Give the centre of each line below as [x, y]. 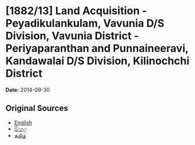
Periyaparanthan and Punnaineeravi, [97, 49]
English [23, 123]
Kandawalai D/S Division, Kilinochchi [97, 61]
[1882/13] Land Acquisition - [76, 11]
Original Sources [37, 108]
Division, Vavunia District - [72, 36]
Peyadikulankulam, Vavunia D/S [85, 23]
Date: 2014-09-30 [28, 90]
